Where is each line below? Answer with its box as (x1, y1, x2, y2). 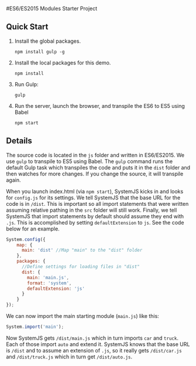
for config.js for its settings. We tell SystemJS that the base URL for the (6, 194, 181, 201)
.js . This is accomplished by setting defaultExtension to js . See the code (6, 219, 184, 226)
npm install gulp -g (14, 49, 65, 55)
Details (6, 136, 32, 146)
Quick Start (6, 22, 49, 32)
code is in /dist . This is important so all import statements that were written (6, 200, 189, 207)
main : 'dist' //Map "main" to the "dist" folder (21, 248, 143, 253)
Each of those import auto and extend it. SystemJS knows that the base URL (6, 340, 190, 348)
